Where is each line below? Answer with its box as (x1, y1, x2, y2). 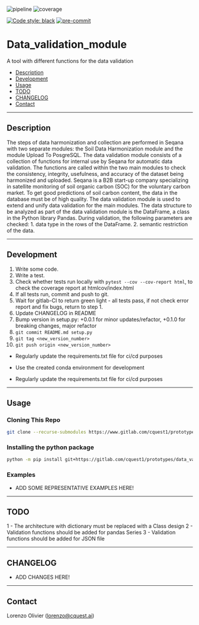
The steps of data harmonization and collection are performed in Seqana (6, 139, 184, 146)
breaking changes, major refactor (15, 322, 97, 329)
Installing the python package (6, 443, 94, 451)
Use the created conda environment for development (15, 364, 145, 371)
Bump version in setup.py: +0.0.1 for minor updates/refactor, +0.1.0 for (15, 316, 186, 323)
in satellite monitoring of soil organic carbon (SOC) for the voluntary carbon (6, 182, 191, 190)
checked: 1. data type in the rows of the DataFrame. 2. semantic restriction (6, 220, 188, 227)
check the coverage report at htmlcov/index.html (15, 284, 135, 291)
